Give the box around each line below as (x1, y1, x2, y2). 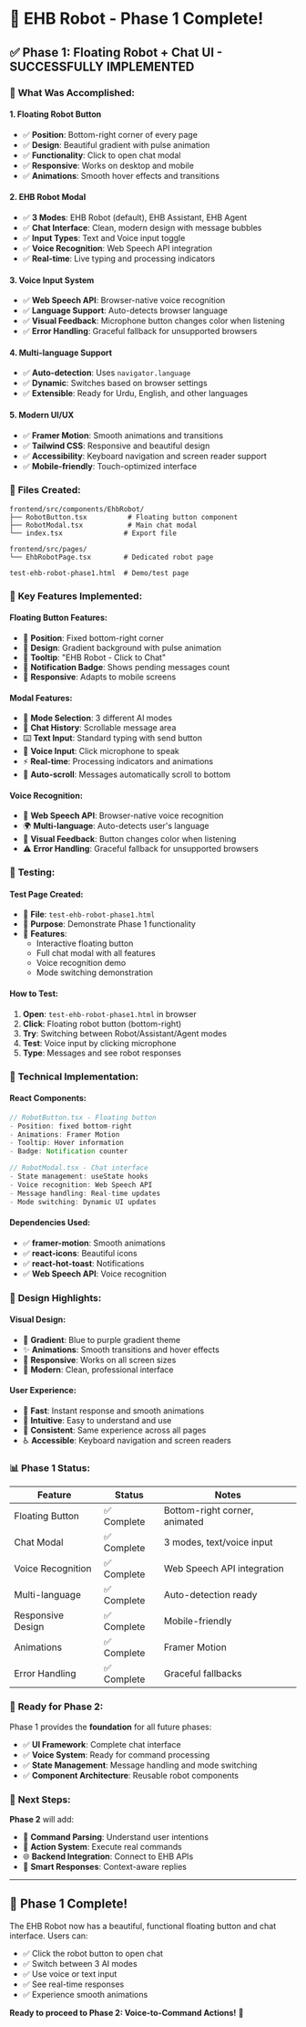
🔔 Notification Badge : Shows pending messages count (22, 661, 230, 672)
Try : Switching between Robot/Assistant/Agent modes (22, 1027, 228, 1039)
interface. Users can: (9, 1930, 88, 1941)
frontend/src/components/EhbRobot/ (9, 504, 145, 514)
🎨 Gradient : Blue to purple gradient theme (22, 1334, 181, 1345)
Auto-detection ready (163, 1589, 258, 1602)
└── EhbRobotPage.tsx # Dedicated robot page (9, 552, 214, 562)
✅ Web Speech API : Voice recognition (22, 1268, 167, 1279)
